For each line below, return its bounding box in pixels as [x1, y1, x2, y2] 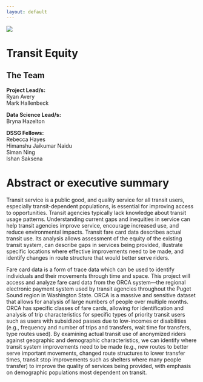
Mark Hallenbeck [6, 99, 49, 107]
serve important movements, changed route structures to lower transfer [6, 349, 186, 357]
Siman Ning [6, 148, 35, 156]
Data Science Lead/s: [6, 111, 62, 118]
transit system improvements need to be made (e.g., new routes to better [6, 343, 189, 350]
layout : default [6, 8, 47, 15]
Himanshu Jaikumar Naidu [6, 142, 73, 149]
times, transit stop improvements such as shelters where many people [6, 355, 182, 363]
